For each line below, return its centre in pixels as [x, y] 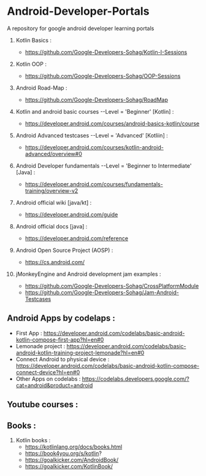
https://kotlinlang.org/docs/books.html [74, 447]
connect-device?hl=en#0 [48, 372]
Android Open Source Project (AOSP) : [64, 250]
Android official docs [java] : [51, 226]
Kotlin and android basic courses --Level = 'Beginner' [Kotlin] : [95, 111]
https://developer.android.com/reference [76, 238]
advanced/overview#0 [53, 154]
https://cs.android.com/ [55, 262]
